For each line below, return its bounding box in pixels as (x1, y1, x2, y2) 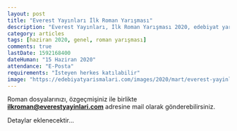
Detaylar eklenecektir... (7, 116, 75, 125)
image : (7, 75, 27, 83)
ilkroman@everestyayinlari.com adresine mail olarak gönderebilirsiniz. (7, 103, 216, 111)
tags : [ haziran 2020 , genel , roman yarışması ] (7, 37, 147, 44)
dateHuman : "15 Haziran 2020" (7, 56, 97, 63)
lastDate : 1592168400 (7, 50, 71, 57)
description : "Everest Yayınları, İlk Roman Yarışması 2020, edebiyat (7, 23, 219, 30)
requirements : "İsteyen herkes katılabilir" (7, 69, 140, 76)
